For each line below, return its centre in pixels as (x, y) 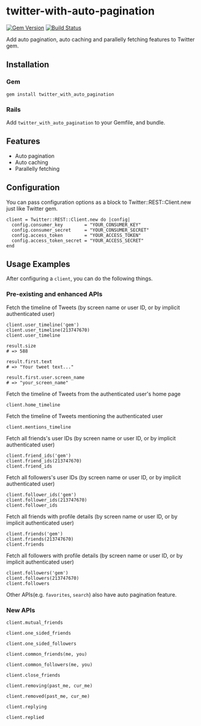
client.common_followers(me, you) (50, 665)
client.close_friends (33, 675)
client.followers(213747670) (43, 578)
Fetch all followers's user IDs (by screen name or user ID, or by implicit (94, 477)
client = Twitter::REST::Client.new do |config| (68, 220)
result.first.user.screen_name (45, 377)
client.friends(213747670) (40, 539)
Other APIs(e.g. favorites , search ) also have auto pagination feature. (91, 594)
